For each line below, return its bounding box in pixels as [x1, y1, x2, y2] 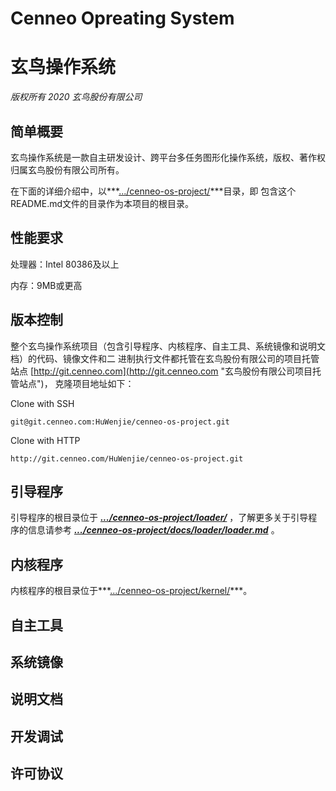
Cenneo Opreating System [10, 7, 235, 30]
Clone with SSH [10, 397, 75, 409]
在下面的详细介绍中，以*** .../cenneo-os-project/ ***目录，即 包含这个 [10, 185, 297, 197]
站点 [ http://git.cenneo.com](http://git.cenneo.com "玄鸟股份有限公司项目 [10, 365, 313, 377]
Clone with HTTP [10, 434, 81, 446]
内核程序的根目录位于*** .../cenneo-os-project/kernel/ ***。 [10, 585, 253, 597]
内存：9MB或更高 [10, 279, 83, 291]
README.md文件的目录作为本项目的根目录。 [10, 197, 195, 209]
